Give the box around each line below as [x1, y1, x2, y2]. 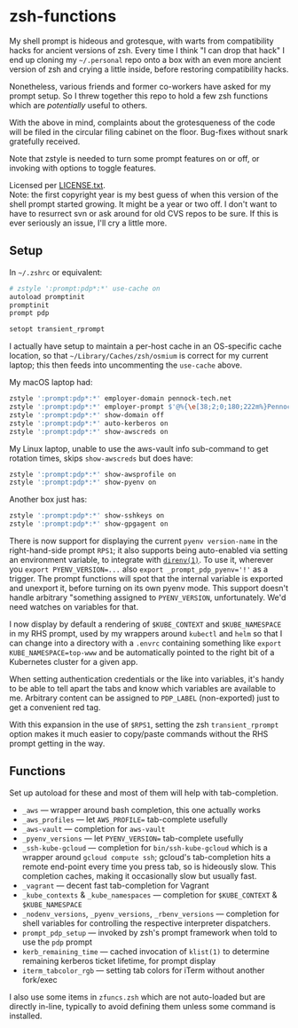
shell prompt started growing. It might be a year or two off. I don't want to [9, 198, 278, 210]
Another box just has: [9, 494, 87, 505]
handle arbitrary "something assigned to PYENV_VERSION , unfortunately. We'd [9, 592, 286, 603]
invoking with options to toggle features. [9, 162, 157, 173]
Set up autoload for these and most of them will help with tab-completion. [9, 787, 279, 798]
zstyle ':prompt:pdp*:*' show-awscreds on [9, 427, 169, 436]
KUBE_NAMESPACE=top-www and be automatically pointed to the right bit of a [9, 647, 275, 658]
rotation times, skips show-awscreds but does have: [9, 453, 193, 463]
